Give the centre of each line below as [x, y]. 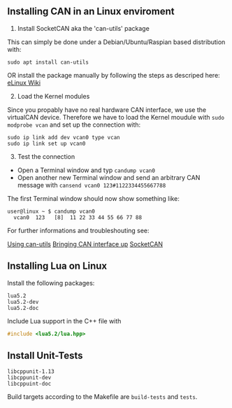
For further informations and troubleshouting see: [78, 230]
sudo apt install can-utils [48, 62]
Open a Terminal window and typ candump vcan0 [86, 170]
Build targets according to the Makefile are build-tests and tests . [102, 397]
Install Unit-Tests [45, 355]
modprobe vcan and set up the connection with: [74, 125]
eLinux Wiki [24, 83]
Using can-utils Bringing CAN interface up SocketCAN [85, 244]
